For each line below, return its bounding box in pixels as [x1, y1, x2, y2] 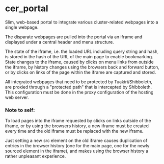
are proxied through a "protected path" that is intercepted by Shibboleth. [5, 84, 152, 90]
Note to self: [5, 106, 35, 113]
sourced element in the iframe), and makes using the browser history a [5, 148, 148, 154]
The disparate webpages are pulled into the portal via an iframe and [5, 34, 142, 40]
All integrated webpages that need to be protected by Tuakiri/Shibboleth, [5, 79, 153, 85]
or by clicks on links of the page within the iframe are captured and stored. [5, 69, 156, 75]
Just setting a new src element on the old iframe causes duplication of [5, 138, 148, 143]
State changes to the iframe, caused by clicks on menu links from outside [5, 59, 154, 65]
